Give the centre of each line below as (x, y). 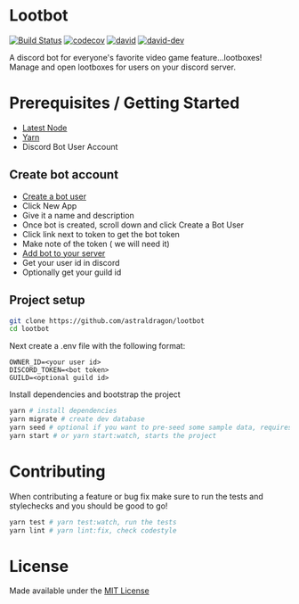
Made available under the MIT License (79, 591)
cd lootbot (29, 329)
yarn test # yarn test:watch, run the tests (93, 522)
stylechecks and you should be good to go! (89, 506)
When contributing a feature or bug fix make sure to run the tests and (137, 496)
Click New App (49, 205)
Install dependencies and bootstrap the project (95, 394)
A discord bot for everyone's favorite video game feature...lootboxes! (136, 57)
